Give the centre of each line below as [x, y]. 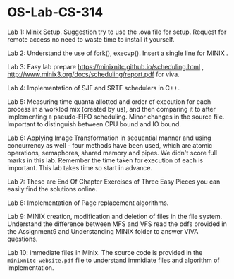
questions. [23, 239]
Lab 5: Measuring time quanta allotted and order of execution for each [109, 101]
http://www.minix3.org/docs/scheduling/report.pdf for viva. [93, 74]
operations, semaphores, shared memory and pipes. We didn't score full [112, 153]
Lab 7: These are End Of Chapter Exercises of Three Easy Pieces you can [114, 182]
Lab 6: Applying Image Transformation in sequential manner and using [109, 138]
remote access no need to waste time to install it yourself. [91, 39]
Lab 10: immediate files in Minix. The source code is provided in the [105, 252]
